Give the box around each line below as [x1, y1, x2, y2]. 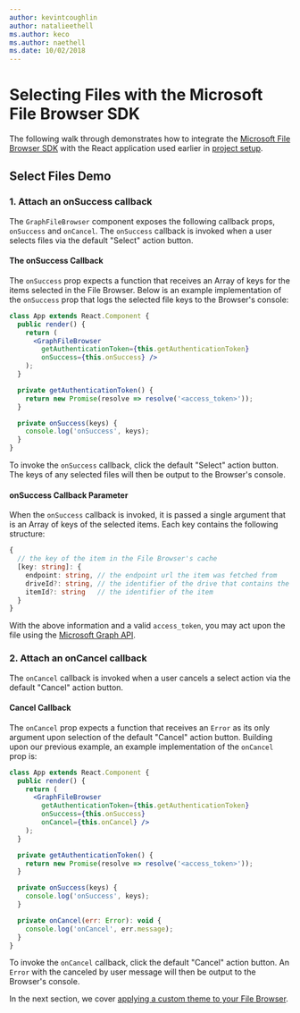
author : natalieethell [9, 21, 94, 30]
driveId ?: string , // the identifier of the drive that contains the [25, 578, 290, 588]
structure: [9, 528, 46, 539]
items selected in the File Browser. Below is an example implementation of [9, 284, 282, 295]
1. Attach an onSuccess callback [9, 196, 153, 208]
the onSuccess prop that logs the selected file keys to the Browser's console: [9, 294, 289, 305]
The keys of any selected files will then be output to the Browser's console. [9, 469, 286, 480]
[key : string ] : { [17, 562, 82, 572]
